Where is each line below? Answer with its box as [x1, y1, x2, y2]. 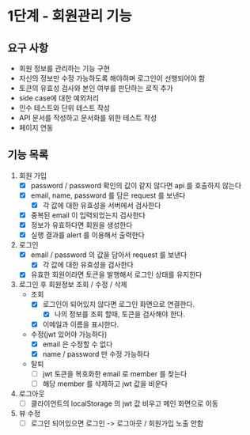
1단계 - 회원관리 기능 [7, 7, 132, 25]
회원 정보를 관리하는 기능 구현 [18, 64, 110, 73]
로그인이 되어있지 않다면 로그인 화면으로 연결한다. [42, 300, 195, 309]
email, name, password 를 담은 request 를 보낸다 [30, 191, 186, 200]
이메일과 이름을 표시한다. [42, 320, 119, 329]
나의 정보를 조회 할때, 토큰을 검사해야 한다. [54, 309, 185, 319]
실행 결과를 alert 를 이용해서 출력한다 [30, 230, 146, 240]
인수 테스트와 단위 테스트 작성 [18, 104, 110, 112]
